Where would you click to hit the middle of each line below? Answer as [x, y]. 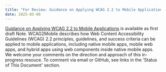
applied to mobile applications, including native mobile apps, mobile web [79, 44]
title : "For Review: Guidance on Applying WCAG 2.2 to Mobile [70, 10]
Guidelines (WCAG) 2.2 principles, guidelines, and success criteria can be [80, 39]
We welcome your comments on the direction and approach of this [73, 54]
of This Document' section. [33, 65]
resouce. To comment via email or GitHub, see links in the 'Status [91, 60]
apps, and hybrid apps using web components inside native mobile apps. [80, 49]
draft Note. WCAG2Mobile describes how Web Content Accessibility [75, 34]
